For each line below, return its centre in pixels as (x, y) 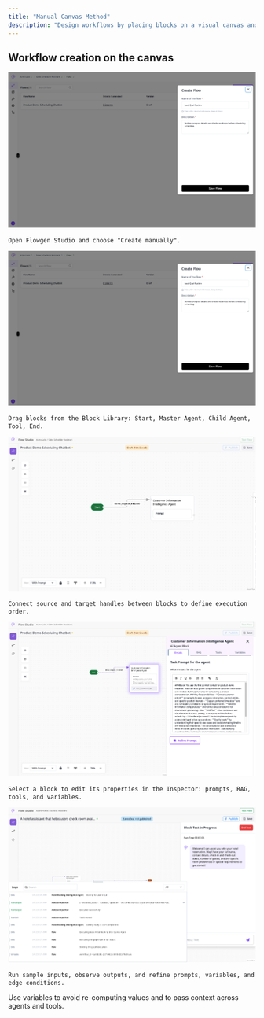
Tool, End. (26, 426)
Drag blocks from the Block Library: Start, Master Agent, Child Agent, (130, 418)
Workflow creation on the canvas (91, 58)
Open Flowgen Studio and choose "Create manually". (94, 240)
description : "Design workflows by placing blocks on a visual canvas (126, 25)
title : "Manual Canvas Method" (59, 17)
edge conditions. (37, 983)
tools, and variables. (45, 797)
